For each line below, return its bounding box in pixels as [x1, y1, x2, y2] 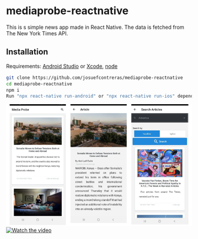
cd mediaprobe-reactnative [6, 81, 72, 87]
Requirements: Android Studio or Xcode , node [6, 62, 118, 69]
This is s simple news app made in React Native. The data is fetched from [6, 24, 184, 31]
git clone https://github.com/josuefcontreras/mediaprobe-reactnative [6, 75, 183, 81]
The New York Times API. [6, 29, 68, 36]
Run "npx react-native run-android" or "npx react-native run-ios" [6, 93, 176, 99]
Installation [6, 47, 48, 57]
